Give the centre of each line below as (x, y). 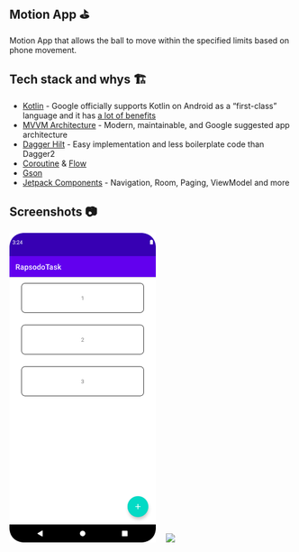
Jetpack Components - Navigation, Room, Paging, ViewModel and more (156, 182)
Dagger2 (39, 153)
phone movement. (43, 50)
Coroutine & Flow (54, 163)
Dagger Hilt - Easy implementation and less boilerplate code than (143, 144)
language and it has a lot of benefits (89, 115)
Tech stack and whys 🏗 (78, 80)
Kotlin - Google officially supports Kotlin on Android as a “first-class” (149, 106)
